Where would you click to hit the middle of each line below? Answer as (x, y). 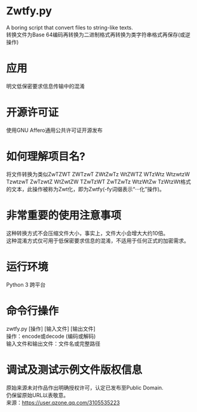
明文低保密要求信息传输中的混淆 (45, 86)
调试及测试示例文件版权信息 (74, 370)
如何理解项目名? (46, 156)
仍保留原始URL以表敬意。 (38, 395)
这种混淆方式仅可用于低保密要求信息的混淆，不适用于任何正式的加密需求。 (98, 241)
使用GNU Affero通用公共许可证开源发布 (55, 130)
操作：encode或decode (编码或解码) (51, 336)
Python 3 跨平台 (26, 284)
